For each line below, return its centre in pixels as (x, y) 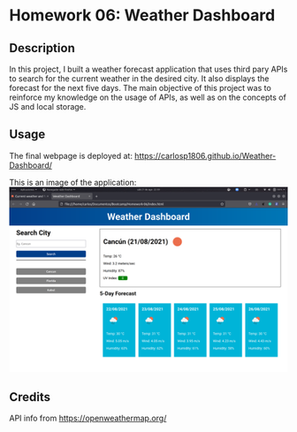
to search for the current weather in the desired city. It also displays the (139, 79)
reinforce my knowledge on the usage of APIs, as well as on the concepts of (148, 97)
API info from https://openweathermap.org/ (88, 418)
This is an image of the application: (73, 182)
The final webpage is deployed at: (71, 155)
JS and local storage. (48, 106)
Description (42, 48)
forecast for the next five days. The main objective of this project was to (140, 88)
